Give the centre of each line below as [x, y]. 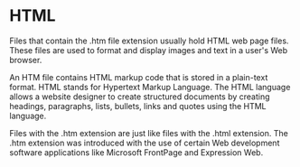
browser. [26, 60]
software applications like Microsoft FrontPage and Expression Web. [136, 152]
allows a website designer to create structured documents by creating [140, 97]
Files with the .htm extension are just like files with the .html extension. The [149, 133]
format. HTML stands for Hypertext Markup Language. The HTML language [150, 87]
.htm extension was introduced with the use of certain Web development [145, 143]
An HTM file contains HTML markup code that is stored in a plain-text [139, 77]
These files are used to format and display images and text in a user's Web [149, 50]
